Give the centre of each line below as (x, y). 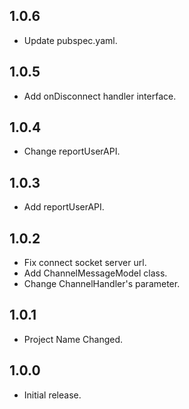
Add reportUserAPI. (64, 207)
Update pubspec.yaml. (70, 40)
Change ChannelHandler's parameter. (102, 284)
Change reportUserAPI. (72, 151)
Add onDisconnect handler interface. (100, 96)
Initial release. (52, 395)
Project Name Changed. (73, 339)
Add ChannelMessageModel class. (95, 273)
